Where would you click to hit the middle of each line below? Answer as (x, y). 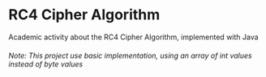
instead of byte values (46, 64)
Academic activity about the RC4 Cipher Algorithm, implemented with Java (133, 37)
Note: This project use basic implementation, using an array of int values (131, 55)
